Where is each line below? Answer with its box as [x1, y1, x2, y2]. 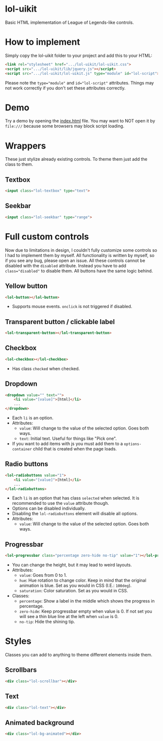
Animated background [5, 718, 74, 727]
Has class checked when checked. [12, 365, 80, 371]
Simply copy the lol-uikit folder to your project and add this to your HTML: [5, 52, 153, 58]
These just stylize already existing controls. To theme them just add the [5, 156, 147, 162]
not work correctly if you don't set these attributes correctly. [5, 85, 126, 91]
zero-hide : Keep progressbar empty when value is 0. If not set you [19, 608, 152, 614]
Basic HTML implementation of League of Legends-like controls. [5, 19, 134, 25]
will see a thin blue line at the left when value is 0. [19, 614, 119, 620]
